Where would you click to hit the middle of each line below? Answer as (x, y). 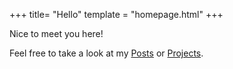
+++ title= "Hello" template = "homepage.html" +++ (116, 14)
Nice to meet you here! (56, 33)
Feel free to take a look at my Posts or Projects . (106, 53)
